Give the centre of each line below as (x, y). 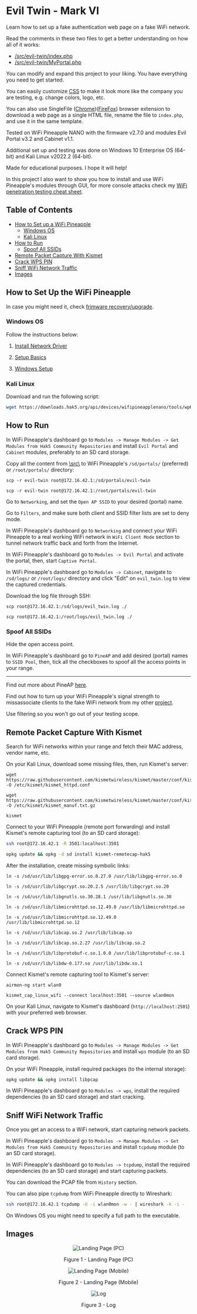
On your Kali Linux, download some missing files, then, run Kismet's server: (97, 764)
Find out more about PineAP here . (47, 685)
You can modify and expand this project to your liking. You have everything (97, 73)
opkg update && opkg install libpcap (52, 1079)
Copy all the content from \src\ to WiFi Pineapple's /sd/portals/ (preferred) (97, 463)
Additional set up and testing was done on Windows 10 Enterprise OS (90, 150)
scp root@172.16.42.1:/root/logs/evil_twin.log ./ (69, 617)
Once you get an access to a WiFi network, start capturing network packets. (98, 1129)
